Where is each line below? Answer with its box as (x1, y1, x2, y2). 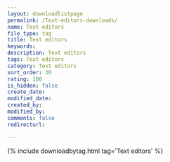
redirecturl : (7, 121, 46, 128)
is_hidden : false (7, 82, 58, 89)
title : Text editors (7, 36, 68, 43)
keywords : (7, 43, 37, 50)
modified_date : (7, 95, 52, 102)
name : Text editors (7, 23, 65, 30)
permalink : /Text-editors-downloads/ (7, 17, 118, 24)
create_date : (7, 88, 46, 95)
